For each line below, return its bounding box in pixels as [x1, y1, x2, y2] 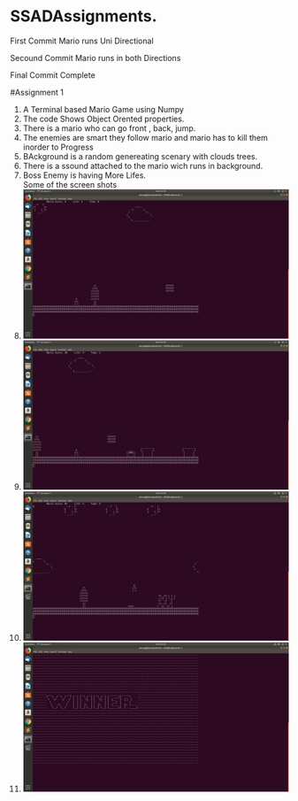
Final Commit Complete [10, 69, 96, 81]
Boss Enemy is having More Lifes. [22, 170, 147, 181]
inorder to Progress [22, 142, 94, 152]
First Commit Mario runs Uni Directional [10, 35, 154, 46]
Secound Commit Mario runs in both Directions [10, 52, 181, 63]
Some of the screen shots [22, 179, 118, 189]
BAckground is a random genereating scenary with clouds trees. [22, 150, 258, 161]
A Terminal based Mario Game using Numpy [22, 104, 185, 114]
